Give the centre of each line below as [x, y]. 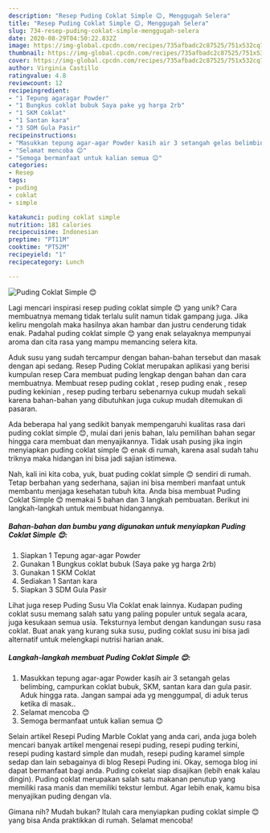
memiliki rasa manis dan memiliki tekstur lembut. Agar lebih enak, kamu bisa [135, 787]
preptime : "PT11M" [39, 240]
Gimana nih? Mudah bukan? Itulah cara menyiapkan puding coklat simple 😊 [134, 811]
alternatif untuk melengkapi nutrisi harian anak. [86, 639]
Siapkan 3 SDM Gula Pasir [63, 589]
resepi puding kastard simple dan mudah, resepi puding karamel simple [127, 753]
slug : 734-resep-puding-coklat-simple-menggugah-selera [104, 31]
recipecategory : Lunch [46, 262]
